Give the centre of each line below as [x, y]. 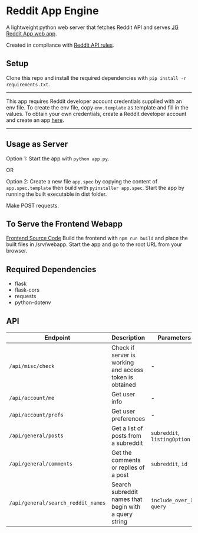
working [123, 362]
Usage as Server [37, 144]
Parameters [174, 337]
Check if [123, 348]
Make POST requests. [32, 205]
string [119, 521]
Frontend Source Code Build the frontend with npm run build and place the [97, 238]
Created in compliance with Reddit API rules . [60, 45]
